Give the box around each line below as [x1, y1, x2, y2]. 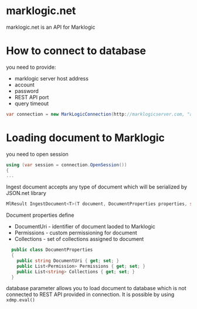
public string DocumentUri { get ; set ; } [16, 257, 119, 264]
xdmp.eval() [6, 297, 35, 303]
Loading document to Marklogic [6, 131, 165, 145]
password [14, 87, 39, 95]
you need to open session [6, 150, 69, 157]
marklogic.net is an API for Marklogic [6, 23, 96, 31]
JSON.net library [6, 190, 47, 197]
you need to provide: [6, 63, 56, 70]
